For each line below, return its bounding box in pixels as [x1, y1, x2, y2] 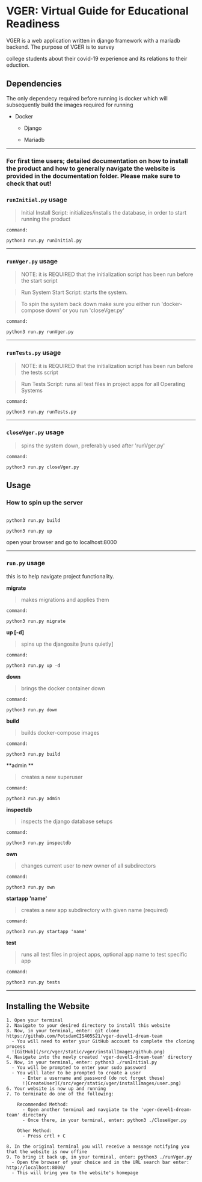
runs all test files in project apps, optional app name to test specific [20, 951, 188, 958]
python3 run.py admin [6, 795, 61, 801]
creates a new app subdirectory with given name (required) [20, 906, 168, 913]
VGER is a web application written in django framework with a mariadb [6, 37, 180, 44]
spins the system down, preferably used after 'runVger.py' [20, 442, 165, 449]
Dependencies [6, 79, 62, 89]
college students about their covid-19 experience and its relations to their [6, 55, 188, 62]
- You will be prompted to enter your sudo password [11, 1064, 147, 1071]
